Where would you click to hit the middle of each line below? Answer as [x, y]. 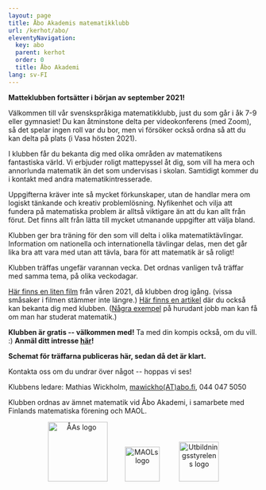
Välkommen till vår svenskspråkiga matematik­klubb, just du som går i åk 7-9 [133, 113]
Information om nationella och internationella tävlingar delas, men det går [128, 243]
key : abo [30, 45]
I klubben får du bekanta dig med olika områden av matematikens [115, 154]
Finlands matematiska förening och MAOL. [77, 410]
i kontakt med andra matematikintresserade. [80, 179]
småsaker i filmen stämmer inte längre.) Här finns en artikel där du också [127, 300]
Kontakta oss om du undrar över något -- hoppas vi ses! [100, 371]
